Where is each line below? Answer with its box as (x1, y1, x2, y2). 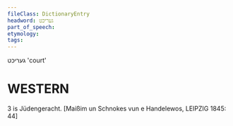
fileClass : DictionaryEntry (7, 10, 90, 18)
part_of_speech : (7, 23, 55, 30)
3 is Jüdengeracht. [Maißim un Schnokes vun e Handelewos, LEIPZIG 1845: (7, 104, 227, 113)
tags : (7, 37, 23, 44)
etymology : (7, 30, 40, 38)
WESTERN (7, 81, 69, 97)
